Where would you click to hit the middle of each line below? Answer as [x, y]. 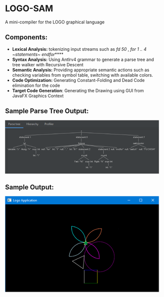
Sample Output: [30, 187]
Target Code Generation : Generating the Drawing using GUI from [78, 90]
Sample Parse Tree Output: [47, 111]
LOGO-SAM [29, 9]
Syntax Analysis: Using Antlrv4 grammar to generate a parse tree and [83, 59]
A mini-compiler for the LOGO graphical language [55, 22]
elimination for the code [36, 85]
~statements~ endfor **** [38, 54]
